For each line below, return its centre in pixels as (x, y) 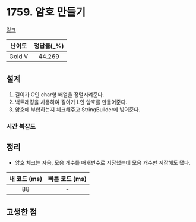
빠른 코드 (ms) (67, 179)
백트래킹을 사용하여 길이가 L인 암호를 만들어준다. (71, 102)
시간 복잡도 (21, 126)
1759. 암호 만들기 (46, 12)
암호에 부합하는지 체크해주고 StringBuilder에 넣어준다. (78, 109)
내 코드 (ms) (26, 179)
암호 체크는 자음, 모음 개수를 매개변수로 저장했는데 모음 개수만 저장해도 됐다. (103, 163)
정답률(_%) (49, 46)
